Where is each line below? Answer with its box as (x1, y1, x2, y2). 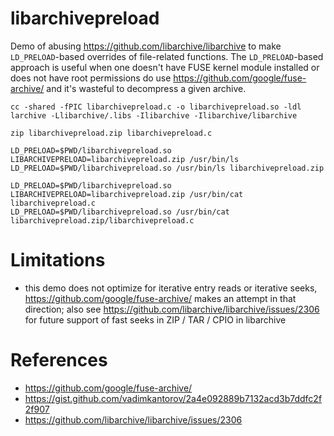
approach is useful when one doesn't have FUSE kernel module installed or (10, 61, 320, 73)
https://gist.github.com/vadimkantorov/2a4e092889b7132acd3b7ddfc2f (24, 392, 323, 404)
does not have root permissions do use (10, 72, 172, 84)
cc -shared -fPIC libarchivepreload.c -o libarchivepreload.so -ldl (10, 102, 302, 112)
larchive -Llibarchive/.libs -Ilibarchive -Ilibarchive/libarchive (10, 110, 298, 121)
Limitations (10, 249, 106, 272)
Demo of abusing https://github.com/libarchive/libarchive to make (10, 40, 282, 52)
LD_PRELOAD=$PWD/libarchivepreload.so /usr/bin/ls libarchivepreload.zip (10, 163, 325, 173)
